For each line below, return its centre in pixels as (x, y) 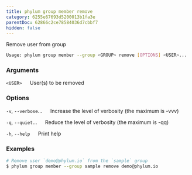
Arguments (23, 70)
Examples (20, 149)
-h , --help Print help (34, 133)
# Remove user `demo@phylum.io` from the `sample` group (77, 161)
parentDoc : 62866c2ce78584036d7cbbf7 (52, 22)
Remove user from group (36, 44)
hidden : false (23, 28)
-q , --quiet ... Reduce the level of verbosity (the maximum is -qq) (88, 122)
